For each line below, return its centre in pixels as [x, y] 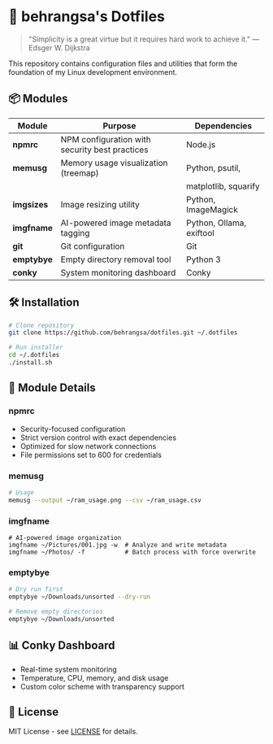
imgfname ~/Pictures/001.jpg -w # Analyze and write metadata [118, 545]
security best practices [104, 150]
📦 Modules [38, 99]
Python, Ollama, [217, 223]
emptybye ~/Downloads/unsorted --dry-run [80, 597]
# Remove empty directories [56, 612]
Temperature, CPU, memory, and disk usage [94, 677]
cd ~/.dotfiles [34, 355]
